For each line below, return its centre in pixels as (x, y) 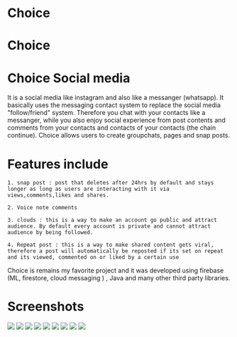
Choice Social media (69, 78)
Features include (58, 164)
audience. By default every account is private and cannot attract (109, 226)
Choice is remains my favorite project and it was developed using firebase (116, 270)
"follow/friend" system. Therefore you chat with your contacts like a (106, 113)
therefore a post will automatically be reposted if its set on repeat (115, 251)
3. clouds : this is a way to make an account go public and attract (112, 220)
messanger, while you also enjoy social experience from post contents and (116, 120)
